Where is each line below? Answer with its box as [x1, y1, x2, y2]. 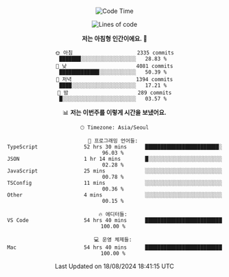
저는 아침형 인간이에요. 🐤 [81, 34, 148, 43]
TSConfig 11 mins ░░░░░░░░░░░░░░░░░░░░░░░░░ [7, 179, 222, 186]
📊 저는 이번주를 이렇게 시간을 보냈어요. [62, 109, 167, 116]
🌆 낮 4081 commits [56, 63, 173, 69]
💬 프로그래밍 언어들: [88, 137, 138, 144]
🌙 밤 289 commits [57, 89, 172, 96]
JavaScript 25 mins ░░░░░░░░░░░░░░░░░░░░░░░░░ [7, 168, 222, 175]
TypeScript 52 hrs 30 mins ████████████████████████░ [7, 144, 222, 151]
